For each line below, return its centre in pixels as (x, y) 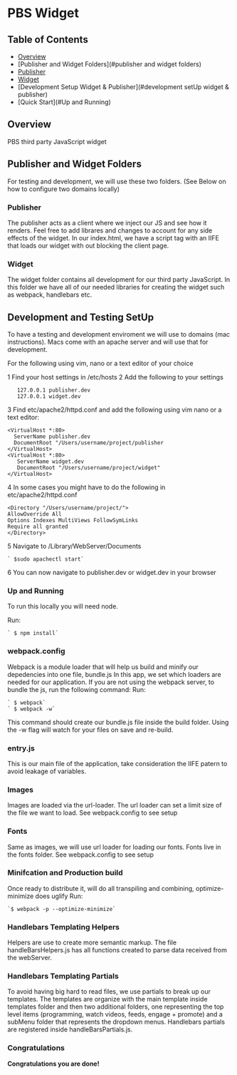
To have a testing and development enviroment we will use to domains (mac (118, 335)
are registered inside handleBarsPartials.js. (70, 1029)
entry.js (21, 748)
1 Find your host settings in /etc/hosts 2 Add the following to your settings (116, 377)
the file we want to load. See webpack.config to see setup (93, 813)
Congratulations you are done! (53, 1064)
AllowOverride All (35, 514)
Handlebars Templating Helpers (63, 927)
